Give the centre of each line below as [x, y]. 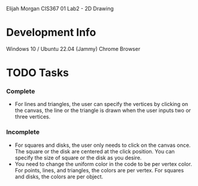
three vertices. [32, 117]
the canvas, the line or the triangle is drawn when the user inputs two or [103, 110]
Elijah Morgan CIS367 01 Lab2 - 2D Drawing [60, 9]
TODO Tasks [38, 73]
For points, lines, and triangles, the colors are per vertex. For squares [99, 170]
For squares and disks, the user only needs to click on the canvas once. [103, 145]
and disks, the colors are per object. [59, 177]
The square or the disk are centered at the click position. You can [95, 151]
